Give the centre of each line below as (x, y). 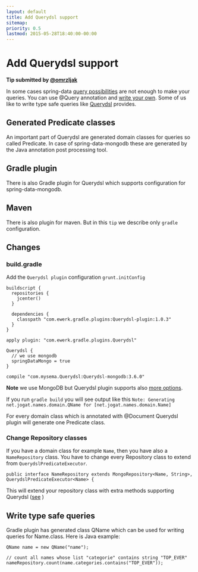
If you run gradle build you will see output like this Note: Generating (91, 399)
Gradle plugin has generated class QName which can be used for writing (95, 530)
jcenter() (29, 299)
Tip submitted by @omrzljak (42, 80)
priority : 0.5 (24, 28)
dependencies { (30, 314)
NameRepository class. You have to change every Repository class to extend (99, 457)
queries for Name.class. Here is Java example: (63, 536)
